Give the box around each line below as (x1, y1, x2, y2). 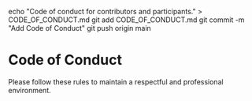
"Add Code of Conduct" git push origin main (8, 24, 151, 32)
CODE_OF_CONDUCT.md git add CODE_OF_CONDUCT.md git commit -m (8, 15, 245, 24)
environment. (8, 85, 51, 95)
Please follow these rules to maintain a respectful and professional (8, 77, 224, 86)
